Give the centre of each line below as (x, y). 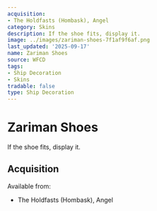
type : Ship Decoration (41, 92)
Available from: (29, 186)
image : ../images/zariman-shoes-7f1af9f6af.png (79, 40)
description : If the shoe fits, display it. (74, 34)
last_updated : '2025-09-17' (49, 47)
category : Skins (31, 27)
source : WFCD (27, 60)
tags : (15, 66)
